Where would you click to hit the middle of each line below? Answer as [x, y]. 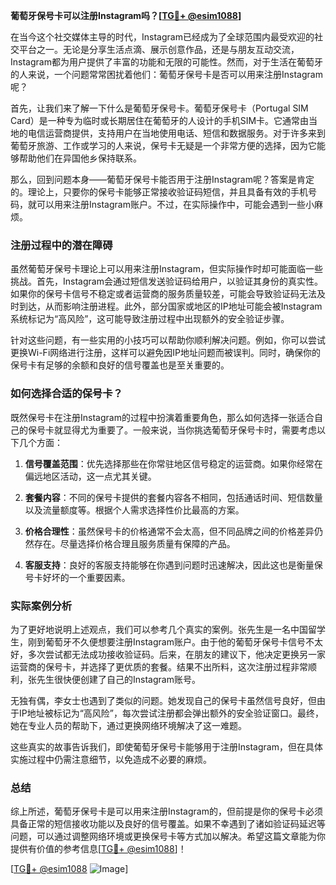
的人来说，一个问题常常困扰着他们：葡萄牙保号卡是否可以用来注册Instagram [166, 74]
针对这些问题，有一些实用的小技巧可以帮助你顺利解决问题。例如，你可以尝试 [168, 340]
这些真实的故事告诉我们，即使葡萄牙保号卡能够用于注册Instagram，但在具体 [166, 746]
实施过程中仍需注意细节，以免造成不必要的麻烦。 [111, 759]
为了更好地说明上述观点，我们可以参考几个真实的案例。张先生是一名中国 [159, 629]
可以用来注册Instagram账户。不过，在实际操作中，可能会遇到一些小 [175, 204]
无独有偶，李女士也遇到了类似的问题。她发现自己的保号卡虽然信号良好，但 [163, 700]
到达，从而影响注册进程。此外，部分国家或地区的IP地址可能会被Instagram [170, 306]
